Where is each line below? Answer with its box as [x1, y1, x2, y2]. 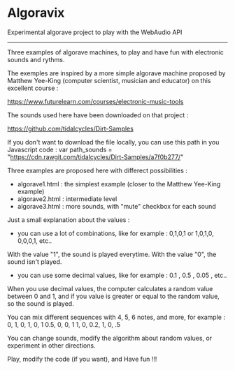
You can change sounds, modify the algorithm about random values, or [7, 334, 212, 342]
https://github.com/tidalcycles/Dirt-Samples [7, 124, 134, 133]
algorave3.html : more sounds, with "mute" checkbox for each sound [17, 202, 217, 210]
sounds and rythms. [7, 55, 65, 64]
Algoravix [7, 5, 65, 21]
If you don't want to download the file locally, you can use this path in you [7, 138, 220, 146]
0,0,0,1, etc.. [17, 236, 52, 245]
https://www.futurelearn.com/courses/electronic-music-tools [7, 97, 184, 105]
